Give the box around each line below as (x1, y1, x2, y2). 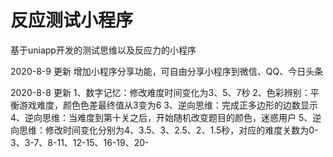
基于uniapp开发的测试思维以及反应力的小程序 (10, 44, 197, 56)
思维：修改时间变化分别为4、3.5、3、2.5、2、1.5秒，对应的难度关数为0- (18, 124, 319, 136)
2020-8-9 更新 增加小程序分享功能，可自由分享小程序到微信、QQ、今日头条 (10, 65, 324, 77)
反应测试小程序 (10, 9, 134, 32)
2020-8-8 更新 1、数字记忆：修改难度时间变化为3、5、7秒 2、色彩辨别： (10, 86, 311, 98)
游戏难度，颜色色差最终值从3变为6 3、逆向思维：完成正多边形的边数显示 (18, 99, 318, 111)
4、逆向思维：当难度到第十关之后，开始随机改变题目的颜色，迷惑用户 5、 (10, 111, 313, 123)
